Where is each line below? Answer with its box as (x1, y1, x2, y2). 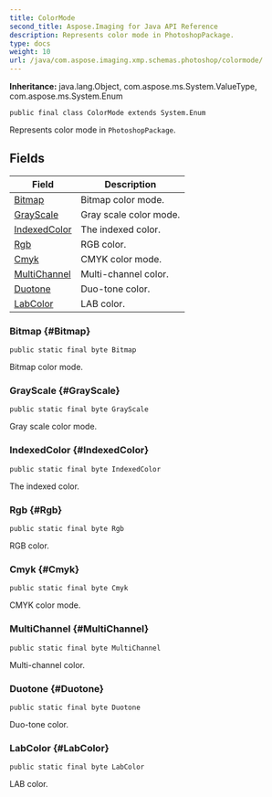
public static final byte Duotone (9, 703, 141, 712)
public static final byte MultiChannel (9, 643, 162, 653)
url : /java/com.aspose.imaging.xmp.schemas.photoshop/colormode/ (9, 56, 263, 65)
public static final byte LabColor (9, 762, 145, 772)
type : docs (9, 38, 51, 48)
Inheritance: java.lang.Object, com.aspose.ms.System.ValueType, (9, 81, 257, 91)
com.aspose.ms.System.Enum (9, 90, 123, 101)
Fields (9, 151, 46, 166)
